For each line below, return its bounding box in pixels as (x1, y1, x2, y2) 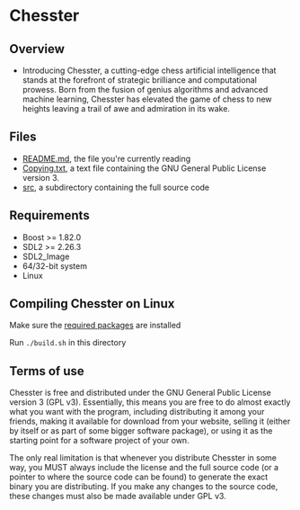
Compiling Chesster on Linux (9, 296, 175, 311)
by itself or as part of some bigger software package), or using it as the (9, 425, 273, 436)
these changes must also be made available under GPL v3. (9, 491, 226, 502)
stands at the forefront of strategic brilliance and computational (22, 75, 258, 85)
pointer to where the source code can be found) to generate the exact (9, 471, 269, 482)
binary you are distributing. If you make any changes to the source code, (9, 481, 278, 492)
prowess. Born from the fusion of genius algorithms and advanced (22, 85, 269, 94)
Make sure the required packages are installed (9, 320, 181, 331)
